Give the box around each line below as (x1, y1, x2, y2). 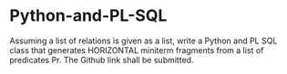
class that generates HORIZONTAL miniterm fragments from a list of (9, 44, 264, 55)
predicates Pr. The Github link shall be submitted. (9, 54, 194, 65)
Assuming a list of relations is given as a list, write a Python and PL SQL (9, 35, 278, 46)
